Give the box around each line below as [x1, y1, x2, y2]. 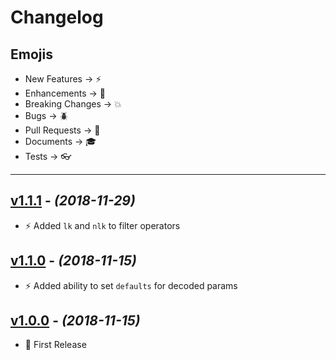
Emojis [10, 46, 53, 63]
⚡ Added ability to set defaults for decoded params [24, 279, 238, 291]
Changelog [10, 6, 104, 29]
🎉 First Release [24, 339, 87, 351]
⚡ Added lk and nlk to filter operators [24, 219, 181, 231]
